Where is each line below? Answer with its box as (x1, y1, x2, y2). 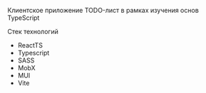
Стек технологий (7, 28, 58, 35)
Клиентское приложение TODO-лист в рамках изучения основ (7, 6, 200, 14)
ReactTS (17, 41, 43, 49)
